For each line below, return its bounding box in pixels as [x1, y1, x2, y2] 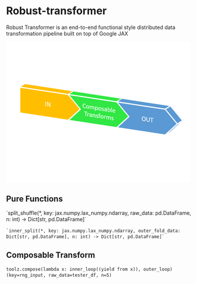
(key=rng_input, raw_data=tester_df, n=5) [6, 272, 112, 279]
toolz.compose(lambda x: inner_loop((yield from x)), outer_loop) [6, 266, 173, 273]
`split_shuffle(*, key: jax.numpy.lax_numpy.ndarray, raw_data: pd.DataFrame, [6, 209, 192, 217]
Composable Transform [6, 250, 96, 260]
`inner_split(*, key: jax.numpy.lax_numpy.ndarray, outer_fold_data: [6, 228, 181, 234]
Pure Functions [6, 193, 63, 204]
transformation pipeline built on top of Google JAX [6, 30, 129, 37]
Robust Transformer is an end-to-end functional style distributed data [6, 24, 176, 31]
